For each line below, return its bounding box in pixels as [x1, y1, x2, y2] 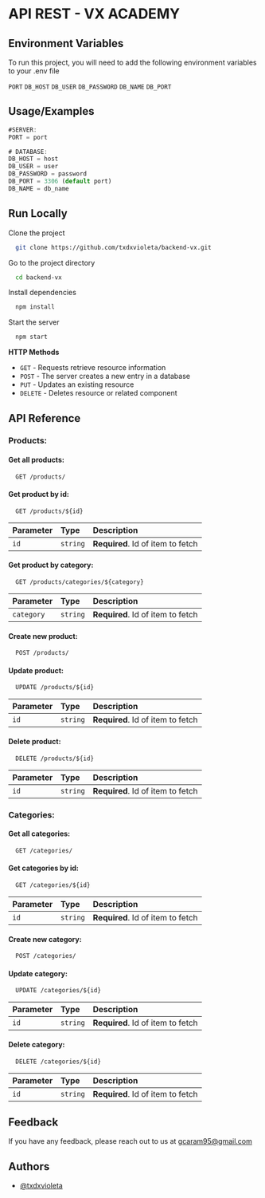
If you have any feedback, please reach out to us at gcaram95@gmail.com [8, 1137, 252, 1146]
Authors [8, 1160, 50, 1173]
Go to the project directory [8, 258, 95, 267]
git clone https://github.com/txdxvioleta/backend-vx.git [15, 243, 212, 251]
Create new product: [8, 631, 78, 640]
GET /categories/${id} [15, 881, 91, 889]
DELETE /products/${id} [15, 755, 94, 763]
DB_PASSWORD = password [8, 170, 88, 178]
